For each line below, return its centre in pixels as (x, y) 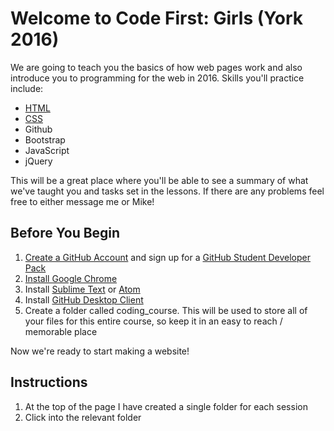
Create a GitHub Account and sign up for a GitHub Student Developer (167, 257)
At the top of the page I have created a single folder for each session (166, 406)
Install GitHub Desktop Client (84, 299)
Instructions (49, 382)
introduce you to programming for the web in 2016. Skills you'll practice (157, 78)
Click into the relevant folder (83, 417)
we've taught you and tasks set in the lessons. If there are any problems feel (167, 191)
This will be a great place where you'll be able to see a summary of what (159, 180)
